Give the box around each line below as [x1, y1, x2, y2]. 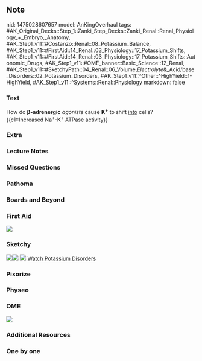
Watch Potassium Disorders [27, 255, 96, 262]
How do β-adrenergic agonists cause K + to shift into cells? [6, 107, 153, 115]
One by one [6, 347, 41, 355]
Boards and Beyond [6, 196, 65, 204]
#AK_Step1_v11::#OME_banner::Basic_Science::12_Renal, [45, 59, 185, 66]
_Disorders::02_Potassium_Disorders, [6, 72, 99, 79]
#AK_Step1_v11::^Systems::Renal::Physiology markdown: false [33, 78, 185, 86]
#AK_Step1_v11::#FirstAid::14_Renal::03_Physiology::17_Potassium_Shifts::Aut [6, 53, 196, 60]
